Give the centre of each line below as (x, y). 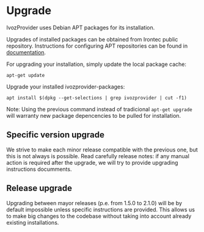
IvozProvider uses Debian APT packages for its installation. (81, 27)
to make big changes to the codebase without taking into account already (99, 216)
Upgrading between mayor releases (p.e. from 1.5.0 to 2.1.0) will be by (94, 203)
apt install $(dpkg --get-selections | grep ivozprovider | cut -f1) (97, 98)
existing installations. (33, 222)
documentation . (26, 52)
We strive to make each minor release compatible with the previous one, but (102, 150)
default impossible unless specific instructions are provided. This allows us (101, 209)
